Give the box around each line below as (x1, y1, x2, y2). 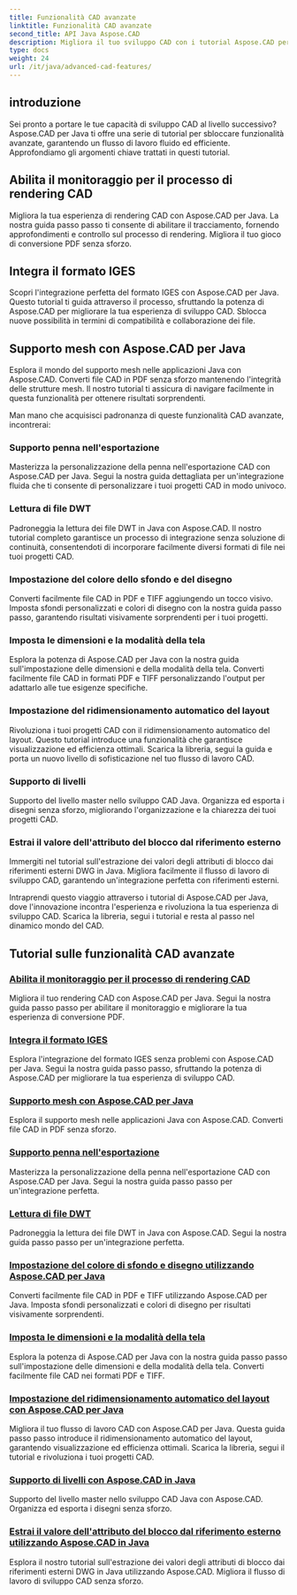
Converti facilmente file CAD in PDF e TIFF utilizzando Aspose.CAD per (9, 1290, 268, 1301)
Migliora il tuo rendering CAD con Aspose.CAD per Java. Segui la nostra (9, 993, 271, 1003)
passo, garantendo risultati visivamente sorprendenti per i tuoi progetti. (9, 612, 269, 623)
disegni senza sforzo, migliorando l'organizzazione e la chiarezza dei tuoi (9, 804, 277, 815)
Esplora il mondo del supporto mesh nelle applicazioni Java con (9, 365, 241, 376)
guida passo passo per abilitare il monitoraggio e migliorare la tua (9, 1002, 247, 1012)
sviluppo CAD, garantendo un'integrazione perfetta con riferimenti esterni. (9, 875, 280, 886)
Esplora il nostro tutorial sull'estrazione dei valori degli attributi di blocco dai (9, 1556, 286, 1568)
